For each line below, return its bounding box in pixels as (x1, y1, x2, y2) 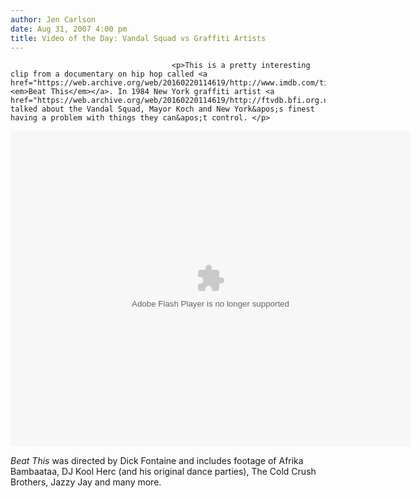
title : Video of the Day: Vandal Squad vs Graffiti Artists (10, 33, 267, 43)
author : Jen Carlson (10, 14, 97, 25)
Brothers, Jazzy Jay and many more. (10, 476, 162, 488)
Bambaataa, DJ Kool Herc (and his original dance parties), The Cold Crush (10, 466, 317, 478)
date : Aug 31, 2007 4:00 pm (10, 24, 128, 34)
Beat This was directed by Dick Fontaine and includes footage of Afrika (10, 455, 304, 467)
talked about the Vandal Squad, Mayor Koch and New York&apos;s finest (10, 104, 315, 115)
